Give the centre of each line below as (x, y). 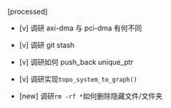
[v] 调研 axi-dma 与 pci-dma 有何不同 (80, 28)
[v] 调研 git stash (47, 45)
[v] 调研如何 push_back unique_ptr (76, 62)
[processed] (28, 12)
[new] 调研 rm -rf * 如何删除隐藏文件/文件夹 (91, 96)
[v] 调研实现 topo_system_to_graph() (78, 79)
